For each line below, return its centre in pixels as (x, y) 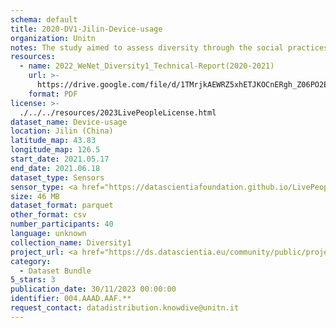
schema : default (44, 19)
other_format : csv (48, 215)
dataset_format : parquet (62, 206)
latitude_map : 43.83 (53, 141)
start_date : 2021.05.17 (60, 159)
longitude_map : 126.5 (55, 150)
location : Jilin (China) (62, 131)
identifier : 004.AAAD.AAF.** (71, 299)
